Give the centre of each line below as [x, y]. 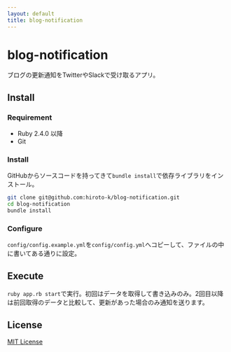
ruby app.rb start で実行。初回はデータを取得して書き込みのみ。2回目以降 [115, 294]
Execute [26, 276]
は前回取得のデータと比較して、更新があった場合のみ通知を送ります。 [108, 302]
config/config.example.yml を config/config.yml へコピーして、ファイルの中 [116, 245]
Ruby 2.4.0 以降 [40, 134]
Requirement [30, 118]
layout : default [31, 14]
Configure [25, 228]
